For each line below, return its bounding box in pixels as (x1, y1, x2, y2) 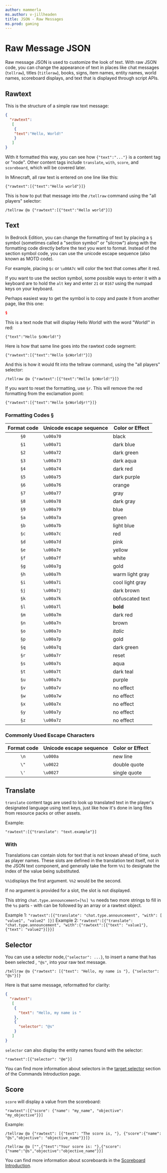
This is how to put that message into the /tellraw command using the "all (5, 193, 156, 199)
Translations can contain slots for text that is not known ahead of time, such (5, 852, 161, 859)
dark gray (113, 498, 136, 505)
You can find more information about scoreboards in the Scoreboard (5, 1157, 146, 1163)
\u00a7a (43, 515, 61, 520)
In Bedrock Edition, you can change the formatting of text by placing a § (5, 234, 153, 240)
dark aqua (113, 457, 137, 464)
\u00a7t (43, 668, 61, 674)
